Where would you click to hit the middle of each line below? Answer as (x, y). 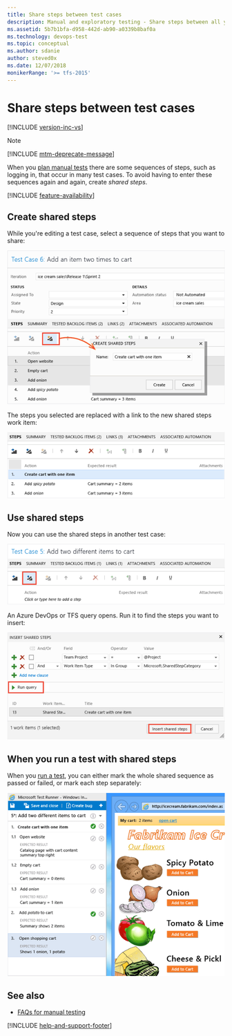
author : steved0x (32, 59)
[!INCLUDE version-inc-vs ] (45, 127)
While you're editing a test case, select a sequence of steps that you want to (116, 233)
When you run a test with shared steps (92, 759)
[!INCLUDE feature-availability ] (51, 195)
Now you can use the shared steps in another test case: (86, 535)
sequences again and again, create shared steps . (77, 182)
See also (26, 996)
